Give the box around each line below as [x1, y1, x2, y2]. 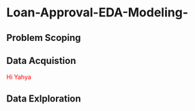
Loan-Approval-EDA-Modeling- [6, 5, 189, 20]
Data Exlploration [6, 93, 81, 104]
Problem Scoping [6, 32, 81, 44]
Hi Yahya [6, 73, 31, 81]
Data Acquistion [6, 54, 76, 66]
